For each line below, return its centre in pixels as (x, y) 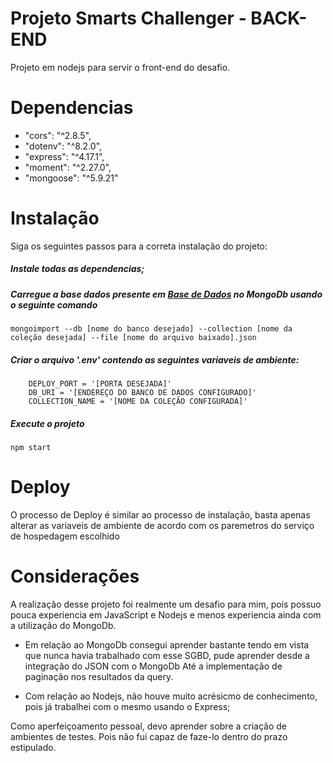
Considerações (75, 576)
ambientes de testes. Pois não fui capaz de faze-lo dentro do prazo (149, 736)
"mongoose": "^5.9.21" (71, 178)
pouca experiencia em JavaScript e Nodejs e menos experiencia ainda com (166, 614)
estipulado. (33, 747)
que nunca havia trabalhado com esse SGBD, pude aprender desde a (167, 655)
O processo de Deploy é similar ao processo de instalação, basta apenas (160, 515)
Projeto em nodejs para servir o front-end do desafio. (120, 67)
